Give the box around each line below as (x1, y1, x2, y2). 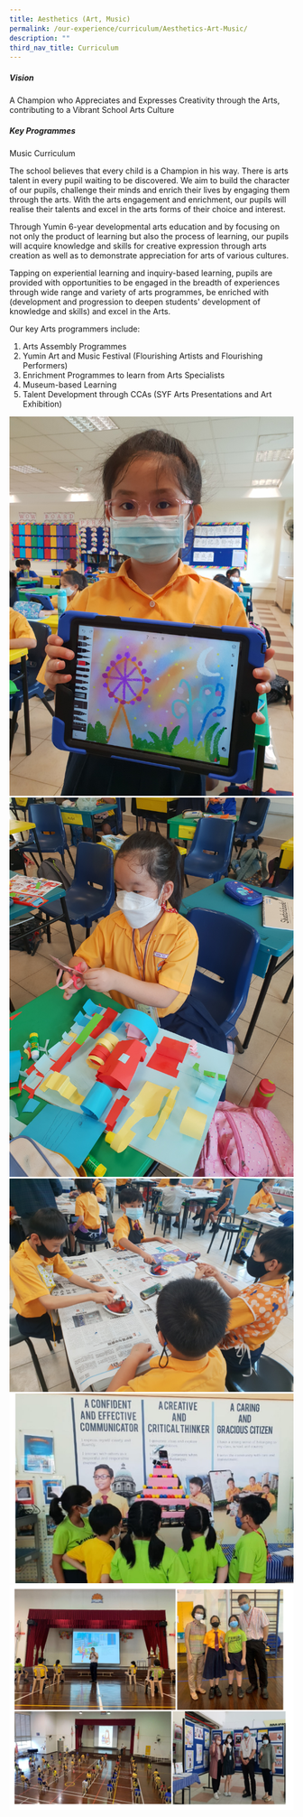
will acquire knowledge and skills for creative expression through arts (9, 240, 268, 252)
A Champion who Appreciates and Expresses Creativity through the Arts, (9, 95, 280, 106)
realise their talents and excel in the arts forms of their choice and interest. (9, 204, 286, 215)
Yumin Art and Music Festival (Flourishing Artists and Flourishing (22, 350, 263, 361)
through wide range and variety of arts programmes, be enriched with (9, 287, 269, 298)
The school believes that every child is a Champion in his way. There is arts (9, 165, 289, 176)
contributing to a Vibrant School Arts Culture (9, 105, 175, 116)
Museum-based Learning (22, 379, 117, 390)
